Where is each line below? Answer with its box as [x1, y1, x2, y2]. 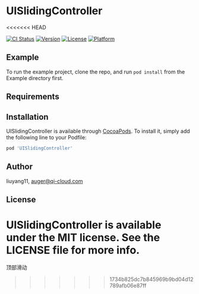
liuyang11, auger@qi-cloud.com [6, 177, 83, 184]
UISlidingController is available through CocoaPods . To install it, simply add [6, 127, 190, 135]
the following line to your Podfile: [6, 133, 87, 140]
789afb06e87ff [109, 282, 147, 289]
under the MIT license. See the [6, 231, 160, 244]
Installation [6, 111, 49, 122]
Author [6, 162, 33, 172]
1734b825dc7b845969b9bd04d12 [109, 276, 194, 283]
